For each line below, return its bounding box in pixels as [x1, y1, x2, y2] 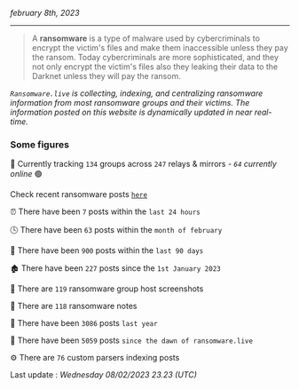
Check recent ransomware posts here [10, 189, 148, 200]
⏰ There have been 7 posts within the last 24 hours [10, 206, 201, 217]
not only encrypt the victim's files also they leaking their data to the [31, 61, 279, 72]
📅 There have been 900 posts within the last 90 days [10, 245, 204, 256]
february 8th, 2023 [10, 8, 80, 18]
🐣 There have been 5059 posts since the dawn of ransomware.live [10, 335, 254, 345]
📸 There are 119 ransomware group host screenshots [10, 283, 204, 294]
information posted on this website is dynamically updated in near [10, 107, 253, 117]
